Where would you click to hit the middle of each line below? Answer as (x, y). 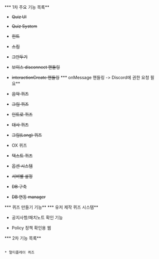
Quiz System (24, 26)
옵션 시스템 (22, 166)
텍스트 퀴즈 (22, 156)
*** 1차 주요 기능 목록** (27, 7)
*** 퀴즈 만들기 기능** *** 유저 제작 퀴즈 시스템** (51, 207)
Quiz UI (19, 17)
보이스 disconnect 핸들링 (36, 67)
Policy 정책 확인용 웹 (31, 228)
